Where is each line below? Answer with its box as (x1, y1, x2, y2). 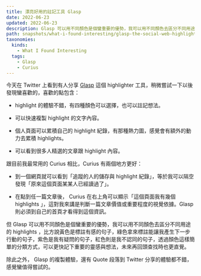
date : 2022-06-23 (6, 14, 50, 20)
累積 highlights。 (25, 135, 67, 142)
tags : (11, 53, 26, 59)
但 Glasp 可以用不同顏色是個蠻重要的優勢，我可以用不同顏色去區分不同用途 (6, 221, 191, 228)
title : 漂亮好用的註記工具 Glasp (6, 8, 82, 15)
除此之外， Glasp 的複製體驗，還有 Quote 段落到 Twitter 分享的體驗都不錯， (6, 256, 193, 263)
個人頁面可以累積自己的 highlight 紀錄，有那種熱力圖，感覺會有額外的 (14, 127, 187, 135)
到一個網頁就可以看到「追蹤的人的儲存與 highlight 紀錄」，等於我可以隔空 (14, 173, 194, 180)
